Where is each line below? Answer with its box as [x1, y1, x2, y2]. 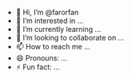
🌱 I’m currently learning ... [15, 25, 102, 33]
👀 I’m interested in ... [15, 16, 84, 25]
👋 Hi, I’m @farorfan [15, 8, 79, 17]
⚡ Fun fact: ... [15, 62, 60, 72]
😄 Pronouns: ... [15, 53, 68, 63]
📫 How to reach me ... [15, 42, 90, 51]
